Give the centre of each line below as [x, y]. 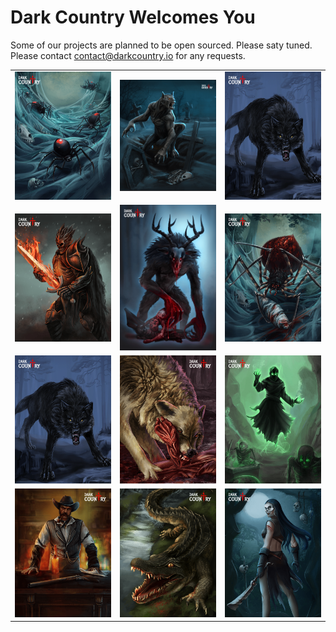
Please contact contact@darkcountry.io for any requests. [128, 55]
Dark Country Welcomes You [133, 17]
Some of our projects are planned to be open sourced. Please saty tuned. [161, 45]
